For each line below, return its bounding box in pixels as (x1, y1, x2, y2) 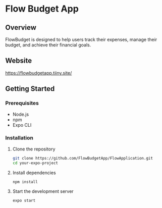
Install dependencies (12, 170, 57, 176)
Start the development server (12, 188, 74, 194)
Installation (5, 134, 34, 141)
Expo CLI (12, 122, 32, 128)
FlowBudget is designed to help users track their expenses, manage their (5, 36, 157, 42)
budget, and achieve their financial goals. (5, 42, 91, 48)
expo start (12, 198, 36, 203)
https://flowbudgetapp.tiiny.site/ (5, 70, 72, 76)
